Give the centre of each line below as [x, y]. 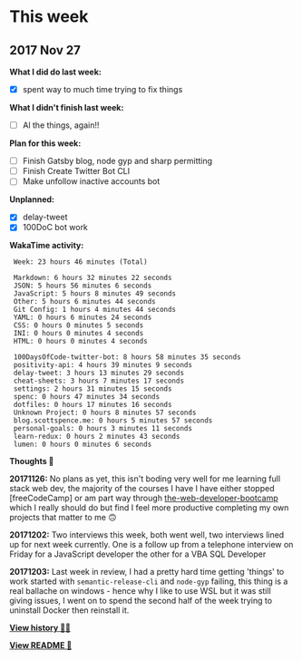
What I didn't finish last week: [67, 108]
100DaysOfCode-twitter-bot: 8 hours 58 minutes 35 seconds [127, 357]
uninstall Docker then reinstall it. [69, 610]
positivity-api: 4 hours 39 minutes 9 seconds [103, 365]
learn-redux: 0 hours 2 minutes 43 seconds [97, 437]
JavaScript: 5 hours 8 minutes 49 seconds [95, 294]
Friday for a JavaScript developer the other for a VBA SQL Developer [138, 554]
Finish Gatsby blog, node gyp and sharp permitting [117, 161]
